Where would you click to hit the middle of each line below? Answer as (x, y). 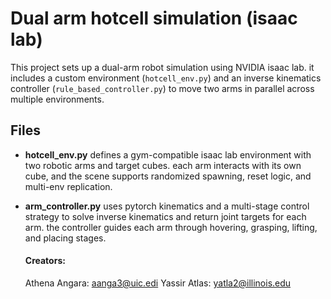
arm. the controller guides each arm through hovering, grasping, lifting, (171, 227)
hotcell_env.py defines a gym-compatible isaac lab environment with (168, 154)
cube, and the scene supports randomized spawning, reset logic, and (168, 176)
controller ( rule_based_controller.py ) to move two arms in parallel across (162, 88)
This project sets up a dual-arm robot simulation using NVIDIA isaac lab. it (162, 67)
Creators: (45, 261)
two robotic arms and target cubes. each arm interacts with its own (163, 165)
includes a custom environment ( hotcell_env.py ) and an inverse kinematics (166, 78)
